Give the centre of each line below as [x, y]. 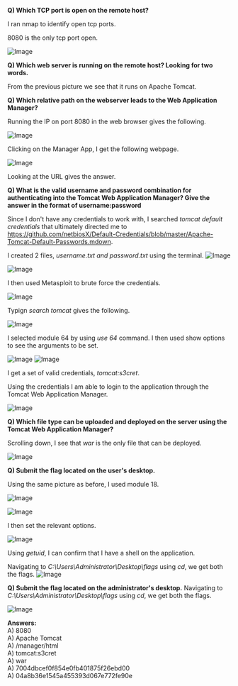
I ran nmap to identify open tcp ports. [62, 24]
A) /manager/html [33, 646]
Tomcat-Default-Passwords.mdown [59, 242]
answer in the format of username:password [74, 205]
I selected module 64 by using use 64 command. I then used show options [116, 338]
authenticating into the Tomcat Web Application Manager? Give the [109, 198]
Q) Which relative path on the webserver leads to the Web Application [112, 100]
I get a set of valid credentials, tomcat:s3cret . [74, 373]
